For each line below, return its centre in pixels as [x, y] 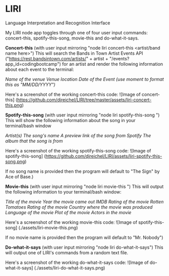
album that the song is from [34, 141]
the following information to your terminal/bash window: [63, 192]
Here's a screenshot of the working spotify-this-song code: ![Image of [78, 150]
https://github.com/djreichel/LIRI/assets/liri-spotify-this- [104, 156]
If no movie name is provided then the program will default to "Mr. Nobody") [84, 237]
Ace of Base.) [19, 176]
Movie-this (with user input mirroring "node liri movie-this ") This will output [84, 186]
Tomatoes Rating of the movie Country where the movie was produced [79, 207]
